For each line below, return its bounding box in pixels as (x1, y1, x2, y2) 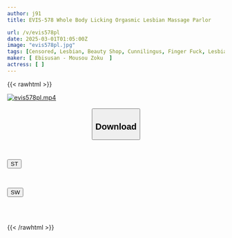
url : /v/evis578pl (7, 29, 60, 36)
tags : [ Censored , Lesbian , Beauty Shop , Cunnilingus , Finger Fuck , (7, 48, 206, 55)
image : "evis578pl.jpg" (7, 42, 76, 49)
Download (95, 121, 137, 132)
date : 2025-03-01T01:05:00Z (7, 35, 88, 42)
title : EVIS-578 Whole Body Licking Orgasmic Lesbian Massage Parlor (7, 17, 212, 23)
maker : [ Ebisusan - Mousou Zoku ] (7, 54, 113, 62)
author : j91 (7, 10, 41, 17)
